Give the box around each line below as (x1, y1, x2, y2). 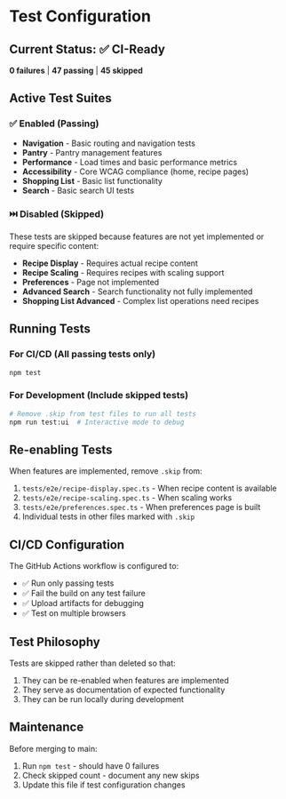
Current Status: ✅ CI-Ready (9, 42, 166, 57)
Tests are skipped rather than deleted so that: (9, 658, 176, 668)
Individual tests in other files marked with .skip (21, 511, 195, 522)
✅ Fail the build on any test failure (21, 588, 147, 599)
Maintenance (9, 720, 84, 735)
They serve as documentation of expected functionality (21, 684, 226, 695)
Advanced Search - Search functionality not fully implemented (21, 286, 253, 297)
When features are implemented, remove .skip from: (9, 466, 203, 476)
